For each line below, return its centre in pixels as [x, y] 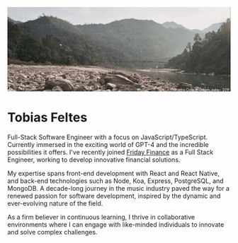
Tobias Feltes [47, 118]
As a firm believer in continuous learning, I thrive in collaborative [101, 217]
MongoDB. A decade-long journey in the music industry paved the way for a [119, 189]
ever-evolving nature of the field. [55, 203]
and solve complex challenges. [52, 232]
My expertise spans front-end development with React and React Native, [114, 174]
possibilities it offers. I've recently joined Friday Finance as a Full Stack [110, 153]
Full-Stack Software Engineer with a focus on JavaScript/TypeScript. [108, 137]
